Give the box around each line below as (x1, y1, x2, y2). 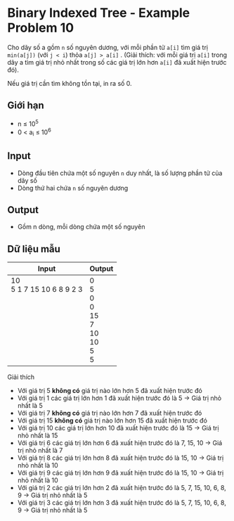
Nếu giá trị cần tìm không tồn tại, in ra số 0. (7, 79, 132, 87)
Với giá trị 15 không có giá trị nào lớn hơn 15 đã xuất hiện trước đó (17, 416, 207, 425)
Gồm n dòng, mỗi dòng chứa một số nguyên (17, 223, 145, 231)
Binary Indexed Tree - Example (7, 5, 190, 21)
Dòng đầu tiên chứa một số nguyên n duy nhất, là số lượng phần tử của (17, 169, 223, 177)
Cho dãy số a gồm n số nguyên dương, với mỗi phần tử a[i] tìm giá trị (7, 43, 209, 51)
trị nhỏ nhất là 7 (17, 446, 63, 455)
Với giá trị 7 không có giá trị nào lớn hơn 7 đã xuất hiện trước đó (17, 409, 202, 418)
